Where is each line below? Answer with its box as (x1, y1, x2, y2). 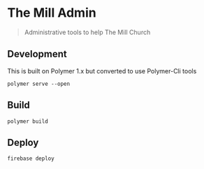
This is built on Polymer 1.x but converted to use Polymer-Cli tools (7, 66, 197, 75)
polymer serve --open (7, 80, 71, 87)
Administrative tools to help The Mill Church (24, 28, 151, 36)
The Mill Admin (7, 5, 96, 21)
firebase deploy (7, 155, 54, 162)
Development (7, 48, 68, 60)
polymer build (7, 117, 49, 125)
